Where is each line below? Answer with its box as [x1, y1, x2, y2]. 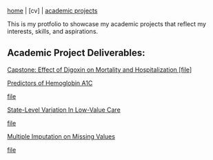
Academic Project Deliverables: [7, 47, 146, 59]
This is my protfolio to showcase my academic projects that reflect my [7, 20, 207, 28]
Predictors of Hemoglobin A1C [7, 79, 93, 87]
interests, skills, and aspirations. [7, 28, 99, 35]
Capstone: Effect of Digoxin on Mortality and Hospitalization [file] [7, 66, 192, 74]
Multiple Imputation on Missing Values [7, 132, 116, 141]
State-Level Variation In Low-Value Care [7, 106, 121, 114]
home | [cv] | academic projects [7, 7, 98, 14]
